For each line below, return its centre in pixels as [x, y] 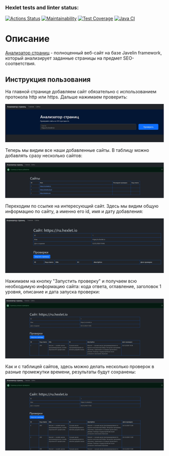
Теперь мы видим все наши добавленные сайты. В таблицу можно [77, 150]
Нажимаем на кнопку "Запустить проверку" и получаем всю [71, 281]
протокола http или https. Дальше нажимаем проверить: [66, 97]
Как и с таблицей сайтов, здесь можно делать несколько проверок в [80, 367]
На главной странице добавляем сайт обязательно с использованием [81, 92]
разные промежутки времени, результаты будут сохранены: [71, 372]
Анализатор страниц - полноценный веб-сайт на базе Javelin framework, [83, 53]
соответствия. [21, 64]
